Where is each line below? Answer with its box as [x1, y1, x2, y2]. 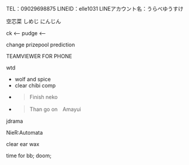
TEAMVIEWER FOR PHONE [6, 53, 72, 59]
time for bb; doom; [6, 152, 52, 159]
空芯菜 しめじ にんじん [6, 18, 61, 25]
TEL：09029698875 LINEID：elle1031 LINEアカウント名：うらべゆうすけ [6, 5, 184, 12]
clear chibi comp [14, 82, 56, 89]
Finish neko [29, 94, 58, 100]
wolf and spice [14, 76, 52, 82]
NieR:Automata [6, 129, 43, 136]
